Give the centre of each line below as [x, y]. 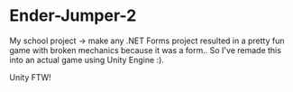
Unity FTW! [30, 77]
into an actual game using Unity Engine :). [87, 60]
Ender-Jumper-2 [73, 16]
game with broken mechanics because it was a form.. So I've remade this [146, 50]
